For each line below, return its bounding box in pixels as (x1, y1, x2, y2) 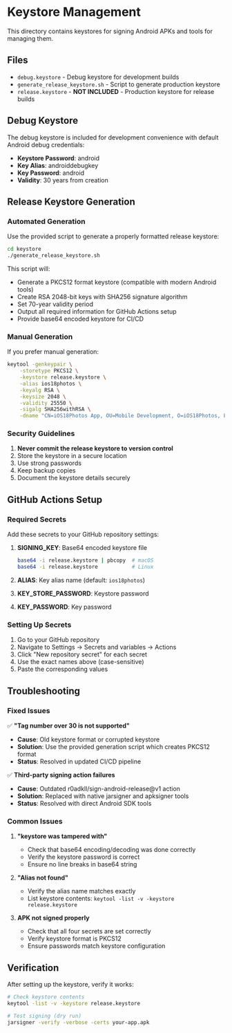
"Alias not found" (17, 873, 69, 882)
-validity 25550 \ (19, 399, 72, 406)
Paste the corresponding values (17, 665, 108, 674)
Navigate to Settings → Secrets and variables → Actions (17, 643, 177, 652)
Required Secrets (7, 514, 67, 524)
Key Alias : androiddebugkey (17, 161, 99, 169)
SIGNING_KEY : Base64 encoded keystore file (17, 544, 148, 552)
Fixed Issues (7, 705, 50, 715)
